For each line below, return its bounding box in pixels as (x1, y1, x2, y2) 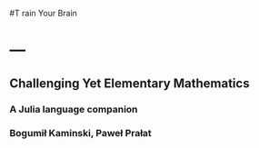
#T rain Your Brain (9, 8, 77, 18)
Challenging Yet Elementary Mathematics (9, 75, 250, 91)
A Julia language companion (9, 103, 138, 115)
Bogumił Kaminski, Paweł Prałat (9, 127, 152, 140)
